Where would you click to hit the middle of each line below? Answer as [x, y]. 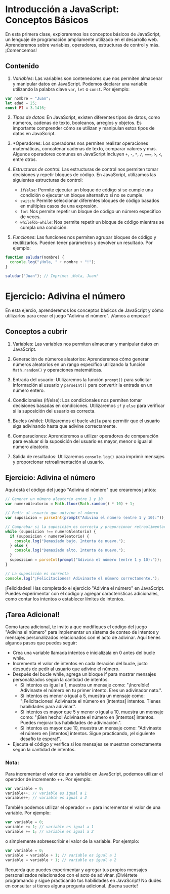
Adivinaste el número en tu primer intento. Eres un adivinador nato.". [91, 690]
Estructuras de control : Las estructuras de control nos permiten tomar [85, 169]
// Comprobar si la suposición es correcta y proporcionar [69, 527]
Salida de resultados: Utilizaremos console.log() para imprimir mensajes [89, 456]
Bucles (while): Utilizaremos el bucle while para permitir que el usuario [86, 421]
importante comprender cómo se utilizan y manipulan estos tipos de [83, 128]
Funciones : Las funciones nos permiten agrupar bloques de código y [84, 237]
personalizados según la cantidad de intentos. [60, 680]
